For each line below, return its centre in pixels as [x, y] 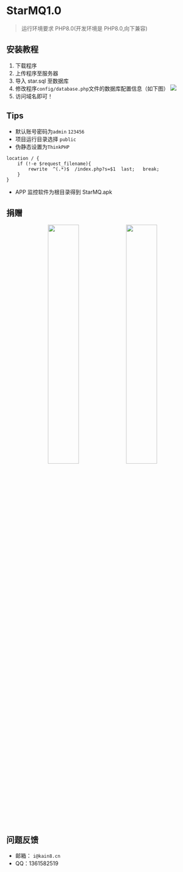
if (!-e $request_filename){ [54, 164]
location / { [23, 158]
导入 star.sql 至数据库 [42, 81]
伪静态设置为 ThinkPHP [42, 146]
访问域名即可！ [34, 96]
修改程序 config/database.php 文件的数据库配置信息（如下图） [92, 88]
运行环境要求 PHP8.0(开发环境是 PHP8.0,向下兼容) [84, 28]
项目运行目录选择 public [45, 139]
